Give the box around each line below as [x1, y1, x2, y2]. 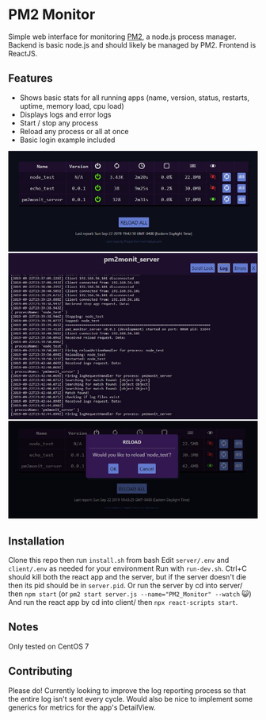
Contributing [8, 664, 73, 678]
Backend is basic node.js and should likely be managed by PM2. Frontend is [8, 40, 256, 49]
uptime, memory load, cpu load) [19, 101, 124, 110]
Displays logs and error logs [19, 110, 112, 119]
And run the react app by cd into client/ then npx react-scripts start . [8, 598, 238, 607]
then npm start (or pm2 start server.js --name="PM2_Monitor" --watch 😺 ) [8, 589, 252, 599]
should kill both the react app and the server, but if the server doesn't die [8, 572, 247, 582]
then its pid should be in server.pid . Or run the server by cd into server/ [8, 581, 243, 591]
